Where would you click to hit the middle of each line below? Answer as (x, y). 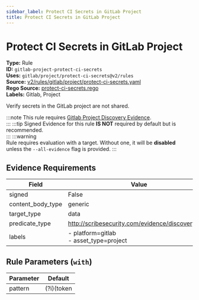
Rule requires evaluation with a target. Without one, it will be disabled (91, 143)
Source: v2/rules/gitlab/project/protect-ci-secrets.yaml (73, 82)
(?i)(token (58, 289)
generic (79, 204)
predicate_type (30, 223)
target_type (25, 214)
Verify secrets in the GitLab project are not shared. (68, 106)
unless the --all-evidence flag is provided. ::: (61, 149)
